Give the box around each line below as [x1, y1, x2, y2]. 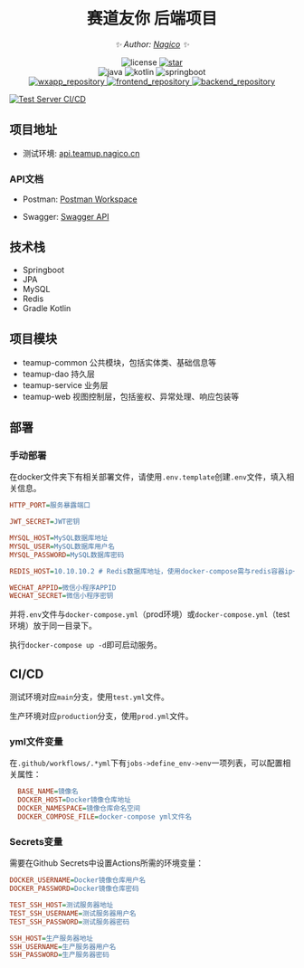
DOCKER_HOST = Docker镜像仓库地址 [17, 795, 131, 805]
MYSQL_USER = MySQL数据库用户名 [9, 542, 115, 551]
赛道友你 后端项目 [86, 8, 218, 29]
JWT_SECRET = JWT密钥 [9, 517, 81, 527]
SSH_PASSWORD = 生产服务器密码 [9, 951, 110, 960]
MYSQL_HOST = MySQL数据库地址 [9, 534, 109, 543]
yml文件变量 [9, 735, 63, 748]
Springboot [22, 264, 65, 275]
